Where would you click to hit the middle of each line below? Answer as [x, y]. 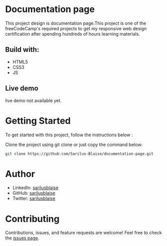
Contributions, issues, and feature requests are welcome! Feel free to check [83, 233]
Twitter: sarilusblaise [34, 198]
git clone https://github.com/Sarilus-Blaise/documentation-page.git [79, 154]
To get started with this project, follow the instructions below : [69, 135]
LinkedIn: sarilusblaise [35, 188]
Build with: [22, 50]
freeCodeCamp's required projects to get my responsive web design [76, 28]
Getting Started [38, 120]
